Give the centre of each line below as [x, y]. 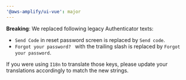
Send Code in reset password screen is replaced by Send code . [90, 40]
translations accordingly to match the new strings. [67, 70]
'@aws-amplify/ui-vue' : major [44, 12]
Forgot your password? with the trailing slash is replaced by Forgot [97, 46]
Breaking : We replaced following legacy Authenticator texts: [80, 28]
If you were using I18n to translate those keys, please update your [87, 64]
